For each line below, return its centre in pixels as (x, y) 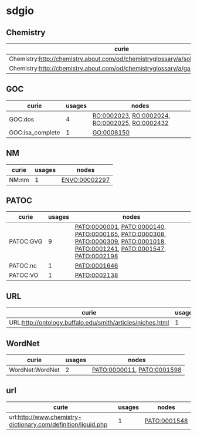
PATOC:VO (24, 275)
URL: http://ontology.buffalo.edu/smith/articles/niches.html (89, 323)
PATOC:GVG (26, 242)
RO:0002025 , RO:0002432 (130, 123)
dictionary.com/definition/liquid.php (58, 424)
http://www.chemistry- (50, 417)
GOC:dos (21, 119)
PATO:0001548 (166, 421)
